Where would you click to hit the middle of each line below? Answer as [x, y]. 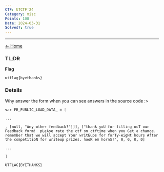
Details [14, 90]
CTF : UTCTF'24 [20, 9]
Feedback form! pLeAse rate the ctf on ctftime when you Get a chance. [81, 131]
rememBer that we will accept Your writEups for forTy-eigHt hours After [82, 135]
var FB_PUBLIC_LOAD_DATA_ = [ [36, 110]
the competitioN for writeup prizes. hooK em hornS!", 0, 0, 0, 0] [75, 139]
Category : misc [20, 14]
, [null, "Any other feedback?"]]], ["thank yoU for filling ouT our [77, 127]
